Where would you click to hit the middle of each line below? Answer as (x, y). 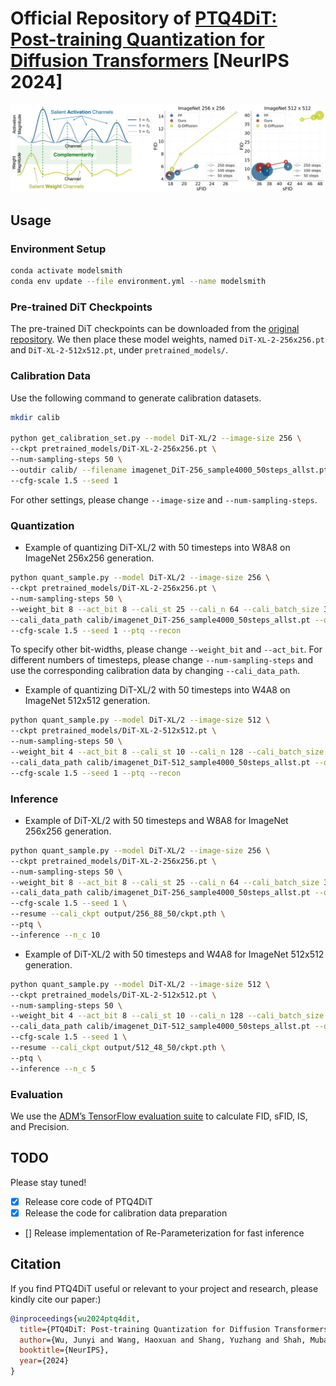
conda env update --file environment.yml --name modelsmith (138, 282)
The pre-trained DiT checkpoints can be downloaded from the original (155, 329)
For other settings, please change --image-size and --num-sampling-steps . (164, 499)
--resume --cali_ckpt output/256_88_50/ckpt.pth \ (118, 914)
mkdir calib (35, 417)
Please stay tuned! (48, 1182)
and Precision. (40, 1126)
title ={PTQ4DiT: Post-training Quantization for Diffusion (145, 1329)
